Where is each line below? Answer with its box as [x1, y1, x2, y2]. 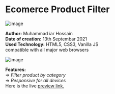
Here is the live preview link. [5, 83, 65, 89]
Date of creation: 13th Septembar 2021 [5, 36, 88, 42]
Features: [5, 66, 26, 73]
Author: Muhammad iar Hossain [5, 30, 73, 36]
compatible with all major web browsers [5, 46, 89, 53]
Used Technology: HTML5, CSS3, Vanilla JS [5, 41, 99, 47]
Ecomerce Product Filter [5, 4, 110, 15]
